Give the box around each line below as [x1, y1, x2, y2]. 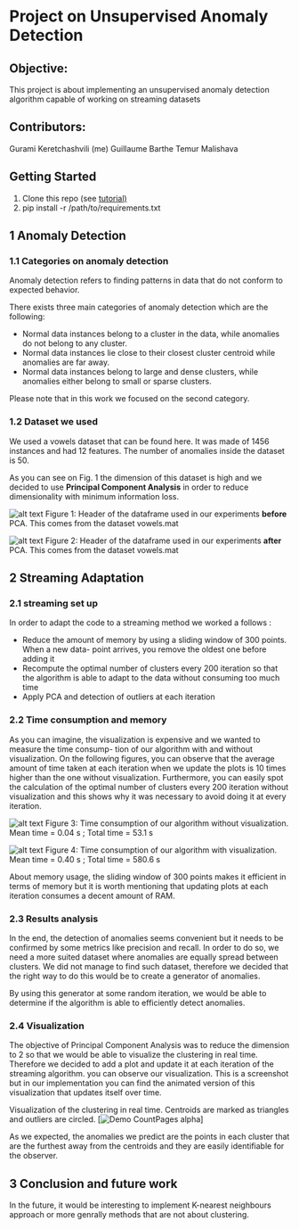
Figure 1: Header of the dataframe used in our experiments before [44, 508, 287, 519]
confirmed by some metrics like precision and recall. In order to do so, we [9, 942, 279, 953]
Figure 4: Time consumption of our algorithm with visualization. [44, 845, 278, 855]
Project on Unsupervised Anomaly [9, 6, 269, 27]
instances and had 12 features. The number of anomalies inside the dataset [9, 445, 285, 456]
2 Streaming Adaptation [9, 571, 144, 585]
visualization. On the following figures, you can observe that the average [9, 753, 275, 763]
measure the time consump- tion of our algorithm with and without [9, 743, 254, 755]
